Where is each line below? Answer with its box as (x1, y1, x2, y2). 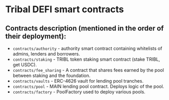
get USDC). (12, 62, 37, 67)
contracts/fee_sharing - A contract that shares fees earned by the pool (12, 67, 164, 73)
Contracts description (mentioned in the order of (5, 24, 164, 33)
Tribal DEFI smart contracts (5, 4, 124, 15)
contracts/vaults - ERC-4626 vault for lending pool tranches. (12, 78, 144, 84)
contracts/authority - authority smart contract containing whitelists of (12, 45, 162, 52)
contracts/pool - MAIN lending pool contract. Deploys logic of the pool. (12, 83, 164, 89)
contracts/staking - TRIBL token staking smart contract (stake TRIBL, (12, 56, 160, 62)
